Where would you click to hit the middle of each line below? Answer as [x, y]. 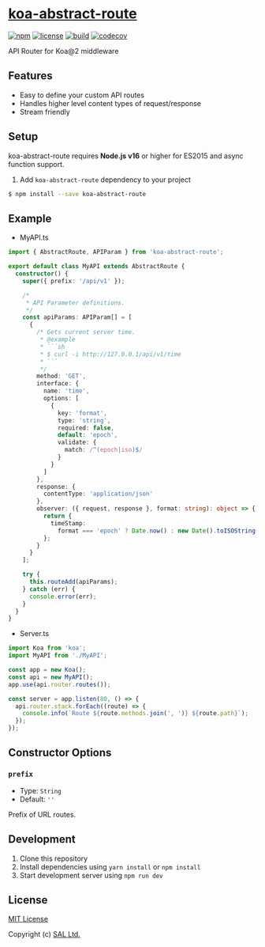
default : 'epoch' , [88, 435]
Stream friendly [45, 112]
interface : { [58, 384]
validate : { [77, 443]
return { [58, 516]
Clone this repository [54, 858]
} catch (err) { [49, 589]
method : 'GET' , [62, 377]
